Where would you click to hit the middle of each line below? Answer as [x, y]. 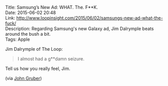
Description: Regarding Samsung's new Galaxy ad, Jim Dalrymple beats [80, 29]
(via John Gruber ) [24, 78]
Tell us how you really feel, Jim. [38, 68]
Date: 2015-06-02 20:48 [31, 13]
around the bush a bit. [28, 34]
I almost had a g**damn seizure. [51, 59]
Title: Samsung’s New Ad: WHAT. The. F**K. [52, 7]
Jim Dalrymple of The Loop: [34, 49]
